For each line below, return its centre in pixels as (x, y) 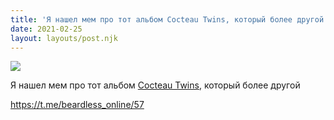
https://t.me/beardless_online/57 (77, 105)
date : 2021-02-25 (46, 29)
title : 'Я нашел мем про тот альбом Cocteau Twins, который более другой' (169, 19)
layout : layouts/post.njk (64, 38)
